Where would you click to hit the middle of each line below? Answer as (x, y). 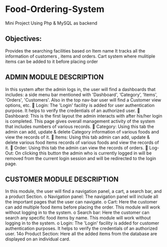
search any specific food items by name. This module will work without (78, 218)
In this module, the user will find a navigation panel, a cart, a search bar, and (83, 191)
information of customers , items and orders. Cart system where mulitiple (80, 56)
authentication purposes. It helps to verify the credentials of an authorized (82, 228)
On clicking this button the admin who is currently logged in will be (83, 153)
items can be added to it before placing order (52, 61)
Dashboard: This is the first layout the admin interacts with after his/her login (84, 115)
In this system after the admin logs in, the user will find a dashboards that (80, 89)
